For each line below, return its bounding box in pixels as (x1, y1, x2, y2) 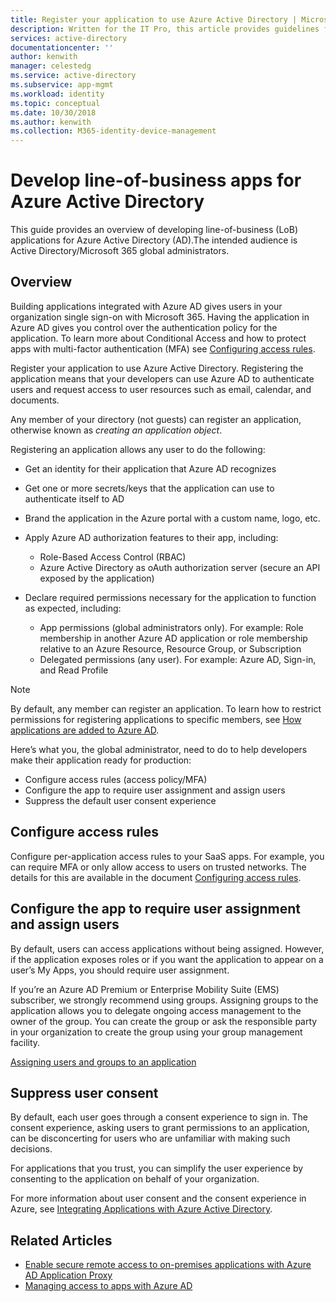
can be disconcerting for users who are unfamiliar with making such (10, 1132, 291, 1145)
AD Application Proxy (24, 1269, 113, 1281)
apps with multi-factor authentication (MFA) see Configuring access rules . (10, 342, 316, 355)
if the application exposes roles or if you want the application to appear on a (10, 953, 324, 965)
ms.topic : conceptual (10, 98, 101, 108)
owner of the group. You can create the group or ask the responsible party (10, 1015, 318, 1027)
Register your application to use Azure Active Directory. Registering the (10, 362, 304, 374)
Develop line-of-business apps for (10, 169, 302, 192)
